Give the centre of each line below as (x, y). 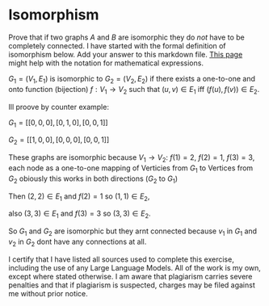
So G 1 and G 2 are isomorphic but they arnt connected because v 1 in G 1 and (132, 232)
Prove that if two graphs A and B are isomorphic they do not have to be (126, 37)
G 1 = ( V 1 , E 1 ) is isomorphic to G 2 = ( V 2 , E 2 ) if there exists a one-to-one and (132, 80)
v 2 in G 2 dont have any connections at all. (78, 242)
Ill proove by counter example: (59, 107)
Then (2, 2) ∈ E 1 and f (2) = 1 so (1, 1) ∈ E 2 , (79, 197)
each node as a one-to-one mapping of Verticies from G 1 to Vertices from (131, 169)
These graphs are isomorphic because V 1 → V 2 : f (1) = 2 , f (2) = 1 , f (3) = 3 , (132, 158)
